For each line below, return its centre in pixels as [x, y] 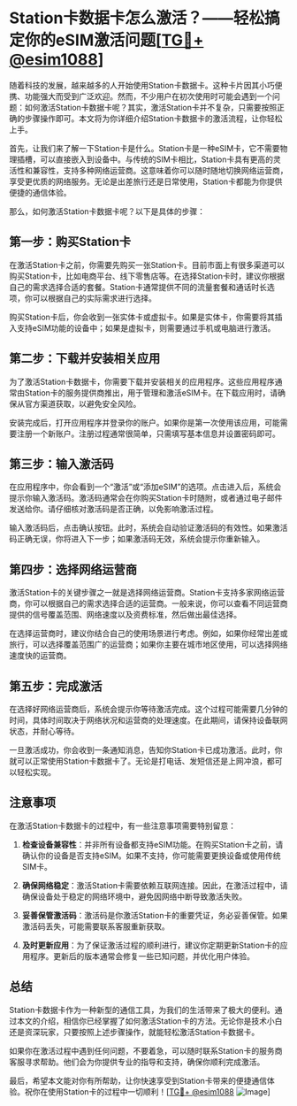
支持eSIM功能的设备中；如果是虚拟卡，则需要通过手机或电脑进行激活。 [146, 327]
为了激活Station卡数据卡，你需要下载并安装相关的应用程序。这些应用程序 [142, 381]
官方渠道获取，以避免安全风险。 [83, 403]
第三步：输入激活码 [61, 464]
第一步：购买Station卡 [70, 242]
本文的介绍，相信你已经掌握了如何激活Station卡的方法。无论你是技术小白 [149, 1021]
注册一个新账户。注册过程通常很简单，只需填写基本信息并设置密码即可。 [148, 434]
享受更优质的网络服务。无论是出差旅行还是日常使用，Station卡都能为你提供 [146, 181]
